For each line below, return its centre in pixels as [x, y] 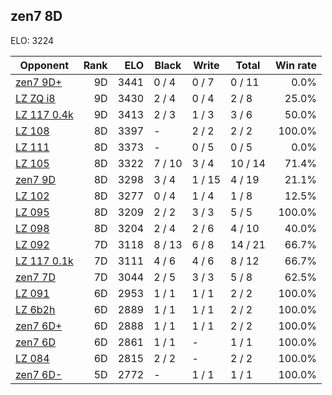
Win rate [295, 65]
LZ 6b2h [35, 309]
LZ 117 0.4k [44, 114]
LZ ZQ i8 [35, 98]
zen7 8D [36, 16]
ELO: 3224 [32, 40]
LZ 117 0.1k [44, 261]
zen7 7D [35, 277]
